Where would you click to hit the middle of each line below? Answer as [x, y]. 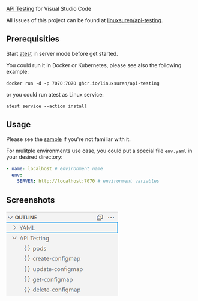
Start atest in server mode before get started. [62, 53]
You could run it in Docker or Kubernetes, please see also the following [94, 65]
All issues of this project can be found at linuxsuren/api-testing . [85, 20]
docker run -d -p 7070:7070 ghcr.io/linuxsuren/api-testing [83, 83]
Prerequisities [33, 39]
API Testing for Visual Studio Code [49, 9]
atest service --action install [46, 106]
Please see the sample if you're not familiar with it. [68, 139]
